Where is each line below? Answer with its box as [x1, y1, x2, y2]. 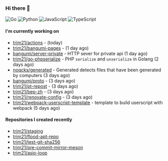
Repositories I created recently [5, 116, 73, 123]
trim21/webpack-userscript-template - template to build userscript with [12, 99, 163, 106]
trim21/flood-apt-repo [12, 133, 59, 139]
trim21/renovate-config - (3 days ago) [12, 94, 93, 100]
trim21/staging [12, 128, 44, 134]
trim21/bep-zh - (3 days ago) [12, 88, 74, 94]
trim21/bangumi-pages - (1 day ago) [12, 45, 89, 51]
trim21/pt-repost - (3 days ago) [12, 83, 78, 89]
